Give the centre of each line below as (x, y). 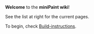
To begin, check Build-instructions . (41, 26)
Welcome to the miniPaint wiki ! (38, 7)
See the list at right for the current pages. (47, 17)
